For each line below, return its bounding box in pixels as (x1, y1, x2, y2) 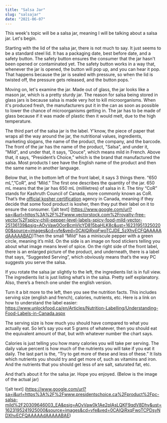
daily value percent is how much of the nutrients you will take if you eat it (5, 346, 155, 352)
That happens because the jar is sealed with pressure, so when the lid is (5, 72, 153, 78)
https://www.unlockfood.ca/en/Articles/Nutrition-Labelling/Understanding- (5, 305, 159, 311)
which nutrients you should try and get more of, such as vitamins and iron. (5, 356, 158, 362)
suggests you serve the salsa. (5, 260, 66, 266)
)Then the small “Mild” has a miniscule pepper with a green (32, 233, 153, 239)
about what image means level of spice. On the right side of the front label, (5, 244, 159, 250)
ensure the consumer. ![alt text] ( (5, 206, 73, 212)
